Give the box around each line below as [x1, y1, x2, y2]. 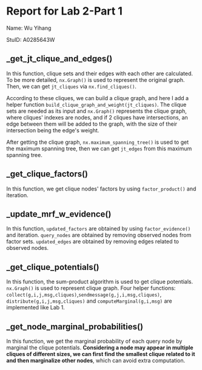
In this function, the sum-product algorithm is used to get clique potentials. [6, 278, 193, 286]
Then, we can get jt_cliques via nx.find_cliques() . [6, 82, 136, 90]
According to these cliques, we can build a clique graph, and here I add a [6, 94, 189, 101]
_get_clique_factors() [6, 169, 89, 180]
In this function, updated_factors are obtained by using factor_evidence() [6, 225, 191, 232]
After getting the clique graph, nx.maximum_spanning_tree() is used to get [6, 138, 189, 146]
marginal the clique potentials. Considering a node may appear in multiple [6, 344, 194, 351]
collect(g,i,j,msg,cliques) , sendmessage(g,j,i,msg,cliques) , [6, 291, 162, 298]
